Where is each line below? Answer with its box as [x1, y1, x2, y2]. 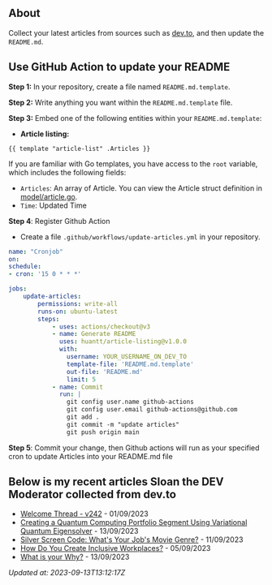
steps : [37, 315, 60, 323]
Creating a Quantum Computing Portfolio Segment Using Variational [19, 518, 248, 527]
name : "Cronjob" [8, 247, 63, 256]
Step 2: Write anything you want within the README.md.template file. [8, 97, 233, 107]
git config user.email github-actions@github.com [66, 406, 238, 414]
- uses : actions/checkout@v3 [51, 322, 151, 331]
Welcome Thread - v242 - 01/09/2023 [19, 509, 149, 518]
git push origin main [66, 428, 140, 437]
